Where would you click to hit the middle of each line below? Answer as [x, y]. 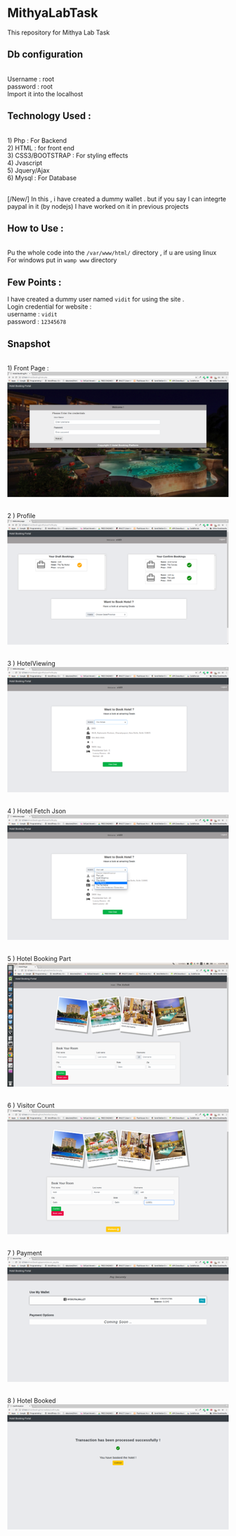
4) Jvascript [25, 162]
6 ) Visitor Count [31, 1106]
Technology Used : [49, 116]
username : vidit [32, 314]
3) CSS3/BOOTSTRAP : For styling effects [68, 155]
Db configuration [45, 54]
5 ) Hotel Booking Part [39, 958]
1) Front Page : [28, 368]
